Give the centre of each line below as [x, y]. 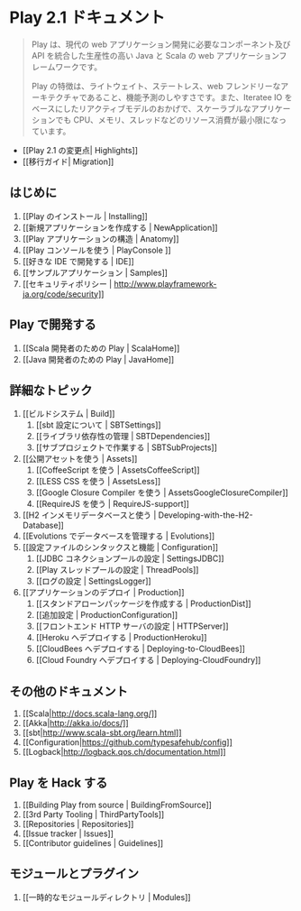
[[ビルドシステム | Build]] [68, 414]
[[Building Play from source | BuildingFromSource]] [117, 805]
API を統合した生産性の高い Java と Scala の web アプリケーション [155, 55]
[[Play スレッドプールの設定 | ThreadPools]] [117, 570]
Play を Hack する [59, 782]
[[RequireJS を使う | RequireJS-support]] [112, 504]
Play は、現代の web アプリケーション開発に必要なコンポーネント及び [161, 44]
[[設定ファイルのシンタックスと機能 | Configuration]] [120, 548]
